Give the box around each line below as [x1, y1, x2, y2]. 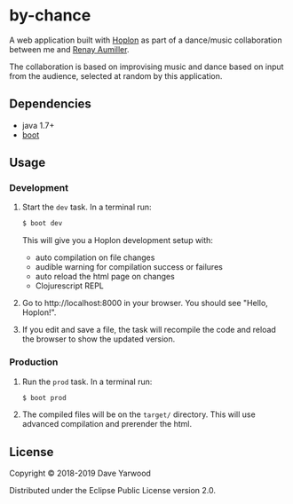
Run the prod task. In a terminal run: [21, 376, 153, 387]
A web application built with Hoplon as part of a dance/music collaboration [9, 35, 282, 45]
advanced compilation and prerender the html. [21, 419, 193, 429]
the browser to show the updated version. [21, 334, 176, 344]
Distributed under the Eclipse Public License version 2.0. [9, 485, 216, 496]
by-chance [9, 5, 91, 26]
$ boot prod [21, 393, 67, 402]
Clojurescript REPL [35, 280, 105, 291]
